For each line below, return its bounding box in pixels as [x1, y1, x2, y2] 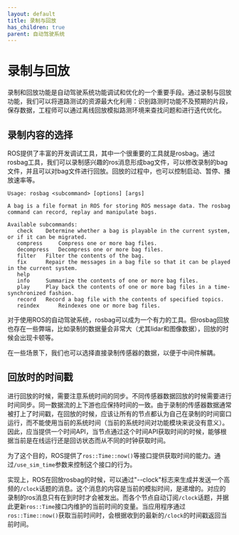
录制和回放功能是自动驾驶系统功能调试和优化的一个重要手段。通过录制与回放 [7, 88, 232, 97]
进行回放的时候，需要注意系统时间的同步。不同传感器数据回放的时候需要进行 [7, 391, 232, 400]
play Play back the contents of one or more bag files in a [16, 284, 212, 291]
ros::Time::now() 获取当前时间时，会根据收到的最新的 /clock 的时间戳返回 [7, 511, 221, 519]
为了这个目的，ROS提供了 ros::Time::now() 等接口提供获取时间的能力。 [7, 451, 215, 459]
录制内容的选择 [7, 129, 73, 141]
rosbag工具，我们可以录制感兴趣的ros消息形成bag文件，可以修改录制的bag [7, 158, 228, 166]
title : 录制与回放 [7, 17, 57, 24]
